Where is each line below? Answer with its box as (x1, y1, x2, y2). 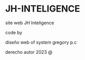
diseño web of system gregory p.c (5, 39, 77, 45)
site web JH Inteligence (5, 20, 55, 26)
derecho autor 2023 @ (5, 49, 53, 55)
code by (5, 29, 23, 35)
